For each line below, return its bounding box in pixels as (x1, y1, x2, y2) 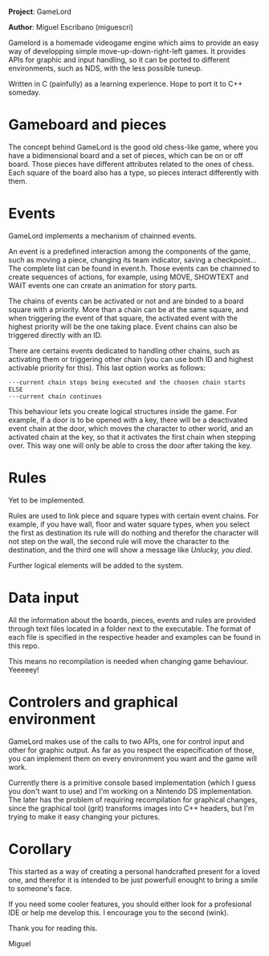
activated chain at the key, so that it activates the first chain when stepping (8, 432, 256, 441)
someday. (8, 87, 41, 97)
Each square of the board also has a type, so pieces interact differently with (8, 168, 259, 177)
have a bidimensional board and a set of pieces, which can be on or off (8, 150, 243, 160)
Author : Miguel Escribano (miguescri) (8, 22, 134, 31)
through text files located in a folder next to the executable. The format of (8, 624, 251, 633)
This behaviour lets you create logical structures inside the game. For (8, 406, 238, 416)
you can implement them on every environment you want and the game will (8, 754, 257, 763)
